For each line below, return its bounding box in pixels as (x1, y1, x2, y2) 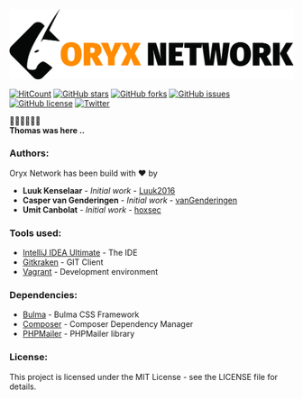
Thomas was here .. (9, 124, 86, 135)
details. (9, 381, 37, 392)
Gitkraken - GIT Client (22, 257, 104, 268)
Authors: (9, 147, 50, 159)
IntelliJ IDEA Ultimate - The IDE (22, 248, 138, 258)
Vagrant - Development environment (22, 267, 159, 277)
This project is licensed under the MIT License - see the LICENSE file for (9, 371, 278, 382)
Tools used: (9, 226, 62, 239)
